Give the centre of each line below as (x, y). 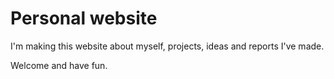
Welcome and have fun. (59, 65)
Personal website (84, 18)
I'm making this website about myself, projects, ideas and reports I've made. (167, 46)
